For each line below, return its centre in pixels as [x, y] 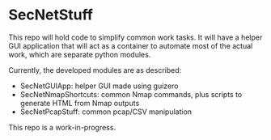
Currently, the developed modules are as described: [95, 70]
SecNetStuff [51, 15]
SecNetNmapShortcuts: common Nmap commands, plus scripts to [131, 94]
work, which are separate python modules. [80, 54]
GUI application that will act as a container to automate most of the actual [131, 45]
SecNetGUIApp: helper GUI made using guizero [99, 86]
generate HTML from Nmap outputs [80, 103]
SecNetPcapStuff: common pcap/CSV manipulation [106, 112]
